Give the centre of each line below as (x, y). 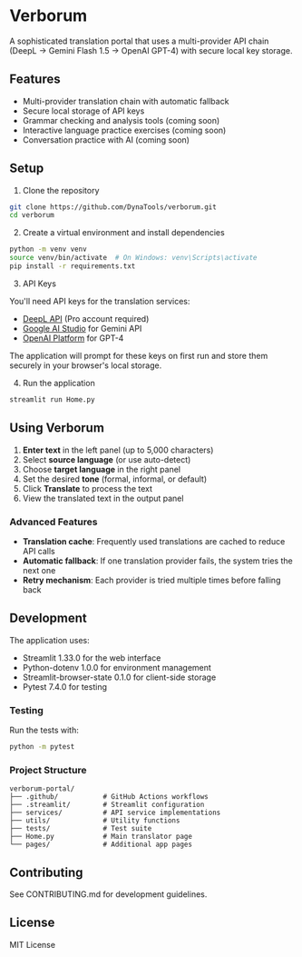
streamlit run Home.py (52, 399)
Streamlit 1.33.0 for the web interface (92, 658)
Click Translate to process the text (87, 488)
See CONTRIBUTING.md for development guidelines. (108, 894)
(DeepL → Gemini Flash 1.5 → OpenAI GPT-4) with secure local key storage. (151, 50)
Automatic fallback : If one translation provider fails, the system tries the (157, 561)
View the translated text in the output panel (103, 498)
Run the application (58, 383)
